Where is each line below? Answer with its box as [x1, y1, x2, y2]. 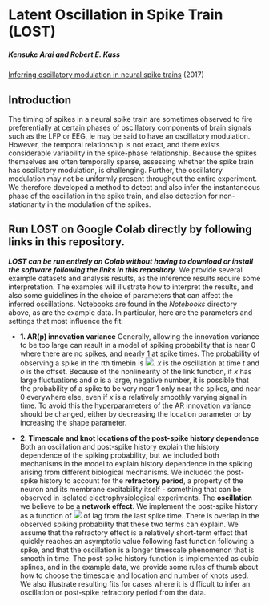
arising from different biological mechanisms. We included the [19, 467, 225, 477]
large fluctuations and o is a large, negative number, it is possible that [19, 375, 250, 385]
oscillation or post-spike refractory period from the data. [19, 587, 207, 597]
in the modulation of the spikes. [46, 199, 151, 209]
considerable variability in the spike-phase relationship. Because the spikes [8, 148, 258, 158]
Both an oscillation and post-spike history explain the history [19, 442, 220, 451]
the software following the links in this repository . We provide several [8, 264, 243, 274]
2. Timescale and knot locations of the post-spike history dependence [19, 433, 259, 442]
